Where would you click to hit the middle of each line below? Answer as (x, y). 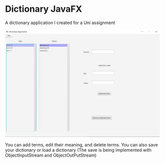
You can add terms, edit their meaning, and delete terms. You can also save (82, 145)
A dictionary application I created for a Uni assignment (60, 23)
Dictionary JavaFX (44, 9)
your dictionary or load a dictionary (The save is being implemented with (78, 150)
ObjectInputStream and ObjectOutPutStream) (51, 155)
